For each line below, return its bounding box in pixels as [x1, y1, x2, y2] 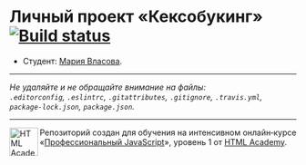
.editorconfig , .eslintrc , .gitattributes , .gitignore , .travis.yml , [9, 91, 262, 102]
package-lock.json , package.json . [9, 101, 135, 112]
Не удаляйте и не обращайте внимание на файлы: [9, 82, 207, 92]
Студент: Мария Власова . [22, 55, 123, 66]
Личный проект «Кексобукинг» [9, 6, 263, 27]
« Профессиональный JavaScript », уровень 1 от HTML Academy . [39, 136, 288, 147]
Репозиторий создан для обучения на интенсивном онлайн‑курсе [39, 127, 297, 138]
